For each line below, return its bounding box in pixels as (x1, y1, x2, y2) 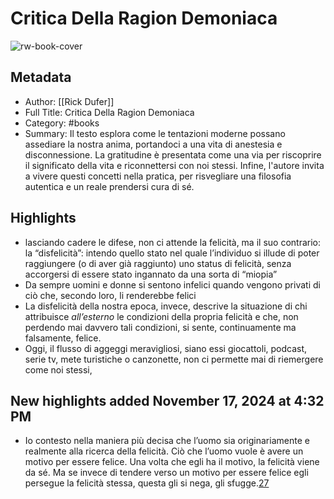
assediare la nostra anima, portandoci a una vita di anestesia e (24, 138, 283, 150)
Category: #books (24, 117, 100, 129)
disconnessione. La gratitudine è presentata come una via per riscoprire (24, 148, 322, 161)
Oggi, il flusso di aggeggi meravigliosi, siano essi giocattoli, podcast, (24, 342, 308, 354)
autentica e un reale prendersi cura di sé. (24, 180, 195, 192)
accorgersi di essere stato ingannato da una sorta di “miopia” (24, 268, 278, 280)
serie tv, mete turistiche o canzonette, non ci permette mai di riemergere (24, 353, 324, 365)
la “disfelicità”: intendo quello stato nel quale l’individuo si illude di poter (24, 247, 320, 259)
